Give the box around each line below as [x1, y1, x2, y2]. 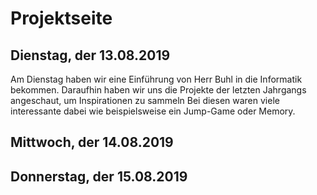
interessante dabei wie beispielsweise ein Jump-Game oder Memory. [10, 105, 296, 117]
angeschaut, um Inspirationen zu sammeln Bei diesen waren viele [10, 95, 280, 106]
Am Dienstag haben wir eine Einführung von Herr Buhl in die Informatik [10, 73, 303, 85]
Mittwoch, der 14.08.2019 [10, 134, 174, 151]
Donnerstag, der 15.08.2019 [10, 168, 188, 185]
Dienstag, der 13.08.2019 [10, 47, 171, 64]
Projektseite [10, 7, 113, 30]
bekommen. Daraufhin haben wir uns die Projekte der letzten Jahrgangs [10, 84, 307, 96]
